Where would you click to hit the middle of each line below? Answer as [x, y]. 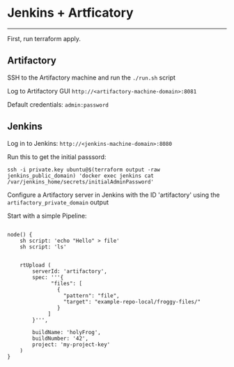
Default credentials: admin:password [58, 104]
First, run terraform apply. [44, 38]
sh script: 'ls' [44, 247]
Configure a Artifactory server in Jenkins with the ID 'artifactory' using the [114, 195]
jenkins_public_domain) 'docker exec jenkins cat [81, 176]
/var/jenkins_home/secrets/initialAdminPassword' [81, 182]
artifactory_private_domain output [58, 202]
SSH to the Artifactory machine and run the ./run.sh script [92, 77]
